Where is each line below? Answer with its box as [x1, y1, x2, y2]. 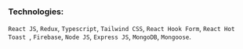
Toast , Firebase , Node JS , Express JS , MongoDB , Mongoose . [8, 32, 192, 41]
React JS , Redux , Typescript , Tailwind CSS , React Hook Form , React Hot [8, 24, 235, 33]
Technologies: [8, 6, 64, 17]
